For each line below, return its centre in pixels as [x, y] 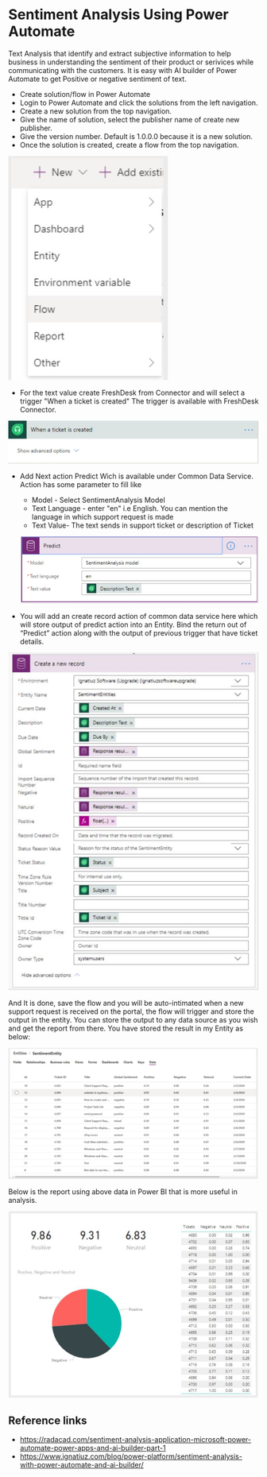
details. [32, 641]
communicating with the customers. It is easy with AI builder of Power [123, 70]
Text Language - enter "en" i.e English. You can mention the [130, 508]
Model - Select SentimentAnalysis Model [98, 500]
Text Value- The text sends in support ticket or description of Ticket [143, 525]
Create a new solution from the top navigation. [96, 111]
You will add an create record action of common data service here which [139, 616]
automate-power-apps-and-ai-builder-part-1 [93, 1448]
